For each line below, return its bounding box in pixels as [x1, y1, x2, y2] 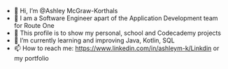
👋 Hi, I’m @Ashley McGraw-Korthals [13, 7, 118, 15]
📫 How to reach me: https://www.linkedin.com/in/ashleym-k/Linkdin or [13, 44, 220, 52]
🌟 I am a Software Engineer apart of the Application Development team [13, 14, 218, 22]
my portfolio [13, 54, 49, 62]
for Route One [13, 22, 55, 29]
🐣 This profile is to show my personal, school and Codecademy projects [13, 29, 222, 37]
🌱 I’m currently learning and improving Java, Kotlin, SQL [13, 36, 175, 45]
